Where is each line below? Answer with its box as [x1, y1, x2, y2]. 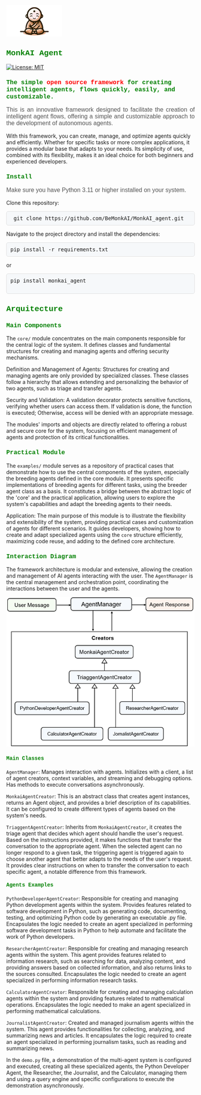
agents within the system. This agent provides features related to [6, 951, 166, 958]
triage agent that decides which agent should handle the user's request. [6, 829, 184, 837]
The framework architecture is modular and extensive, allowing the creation [6, 566, 193, 573]
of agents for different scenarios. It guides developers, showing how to [6, 525, 181, 532]
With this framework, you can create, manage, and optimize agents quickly [6, 132, 191, 139]
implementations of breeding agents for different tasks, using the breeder [6, 481, 187, 488]
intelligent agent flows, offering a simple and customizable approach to [6, 113, 195, 120]
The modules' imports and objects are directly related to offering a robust [6, 421, 187, 428]
